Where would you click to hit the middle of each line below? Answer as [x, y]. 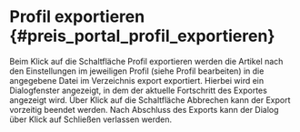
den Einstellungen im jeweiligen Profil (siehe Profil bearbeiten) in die [137, 71]
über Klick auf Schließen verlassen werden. [91, 119]
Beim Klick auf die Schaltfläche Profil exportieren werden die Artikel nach [146, 61]
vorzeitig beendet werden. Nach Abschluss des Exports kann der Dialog [144, 109]
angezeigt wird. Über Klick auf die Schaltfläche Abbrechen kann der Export [150, 100]
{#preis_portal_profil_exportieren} [142, 36]
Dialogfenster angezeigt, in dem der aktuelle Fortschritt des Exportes [139, 90]
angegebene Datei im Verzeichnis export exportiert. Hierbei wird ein [137, 80]
